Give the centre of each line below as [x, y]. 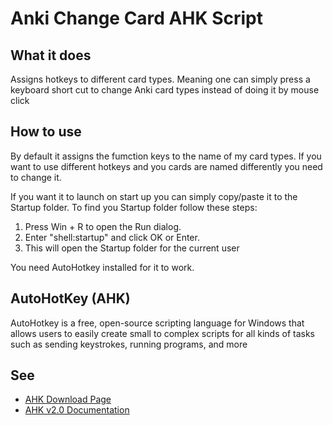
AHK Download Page [68, 399]
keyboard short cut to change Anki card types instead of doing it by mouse [165, 90]
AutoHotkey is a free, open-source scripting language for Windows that [157, 323]
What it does [51, 55]
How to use [46, 132]
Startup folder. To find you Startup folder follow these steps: [134, 207]
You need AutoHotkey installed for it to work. [102, 267]
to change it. [36, 177]
